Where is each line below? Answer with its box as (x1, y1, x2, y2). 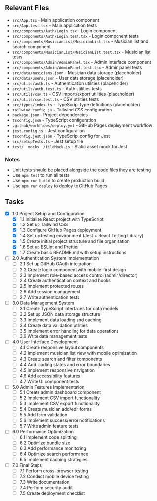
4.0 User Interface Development (12, 339, 78, 345)
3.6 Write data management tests (19, 334, 87, 339)
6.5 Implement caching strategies (19, 456, 88, 462)
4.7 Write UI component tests (19, 378, 79, 384)
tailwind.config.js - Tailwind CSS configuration (12, 107, 112, 112)
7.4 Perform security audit (19, 484, 73, 490)
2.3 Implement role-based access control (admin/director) (19, 272, 138, 278)
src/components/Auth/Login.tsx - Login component (12, 27, 117, 34)
